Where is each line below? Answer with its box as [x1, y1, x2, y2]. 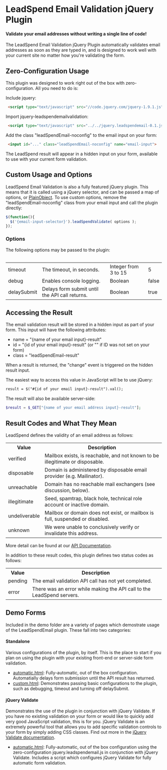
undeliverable [8, 512, 40, 519]
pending [8, 577, 28, 584]
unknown [8, 526, 30, 533]
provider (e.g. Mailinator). [44, 473, 104, 480]
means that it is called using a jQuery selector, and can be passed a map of [5, 189, 159, 195]
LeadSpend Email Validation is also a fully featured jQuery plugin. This [5, 184, 149, 190]
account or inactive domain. [44, 501, 110, 508]
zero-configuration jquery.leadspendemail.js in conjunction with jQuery [12, 750, 158, 756]
